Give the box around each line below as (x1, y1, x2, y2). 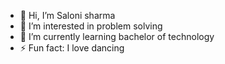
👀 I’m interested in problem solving (19, 20, 163, 32)
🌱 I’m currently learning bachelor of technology (19, 31, 215, 42)
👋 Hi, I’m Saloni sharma (19, 10, 116, 21)
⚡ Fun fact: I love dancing (19, 42, 125, 54)
